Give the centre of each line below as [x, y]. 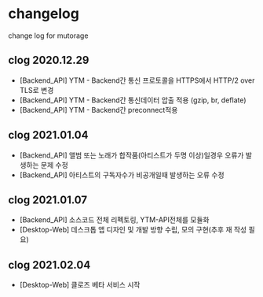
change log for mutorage [48, 35]
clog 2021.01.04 [48, 135]
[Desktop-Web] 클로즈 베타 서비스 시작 [80, 285]
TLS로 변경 [37, 90]
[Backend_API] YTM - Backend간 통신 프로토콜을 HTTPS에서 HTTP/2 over [137, 80]
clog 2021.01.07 [48, 200]
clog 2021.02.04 [49, 265]
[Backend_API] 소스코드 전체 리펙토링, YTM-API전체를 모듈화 [114, 220]
